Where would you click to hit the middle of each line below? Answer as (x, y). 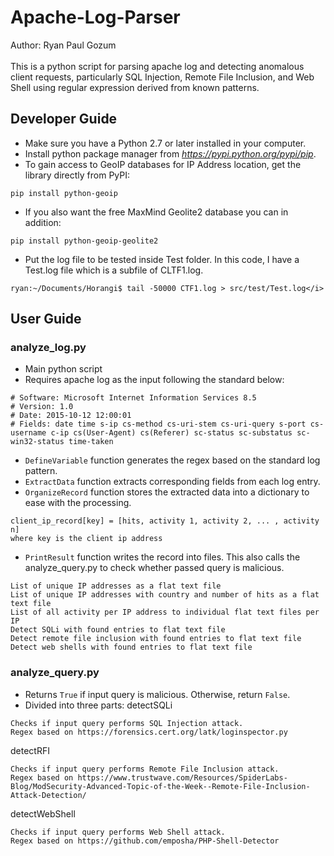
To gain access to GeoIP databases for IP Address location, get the (163, 164)
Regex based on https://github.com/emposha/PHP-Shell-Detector (145, 841)
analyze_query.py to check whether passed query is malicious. (154, 568)
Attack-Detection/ (48, 795)
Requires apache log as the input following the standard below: (154, 380)
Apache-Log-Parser (95, 17)
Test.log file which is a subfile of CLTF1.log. (114, 270)
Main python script (63, 369)
